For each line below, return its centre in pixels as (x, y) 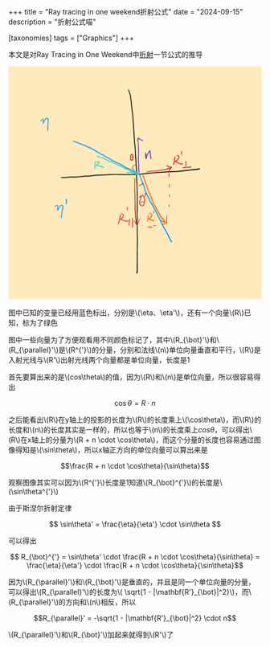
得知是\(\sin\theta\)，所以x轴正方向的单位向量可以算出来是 (111, 449)
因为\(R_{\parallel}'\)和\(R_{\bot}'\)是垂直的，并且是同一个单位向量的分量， (132, 582)
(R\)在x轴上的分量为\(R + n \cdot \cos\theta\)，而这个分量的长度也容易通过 (131, 440)
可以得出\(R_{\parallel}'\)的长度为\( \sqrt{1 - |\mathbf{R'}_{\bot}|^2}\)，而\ (130, 592)
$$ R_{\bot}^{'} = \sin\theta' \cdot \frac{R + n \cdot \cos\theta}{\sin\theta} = (135, 556)
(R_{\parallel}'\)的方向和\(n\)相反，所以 (72, 602)
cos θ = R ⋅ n (135, 403)
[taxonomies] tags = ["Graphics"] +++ (72, 38)
